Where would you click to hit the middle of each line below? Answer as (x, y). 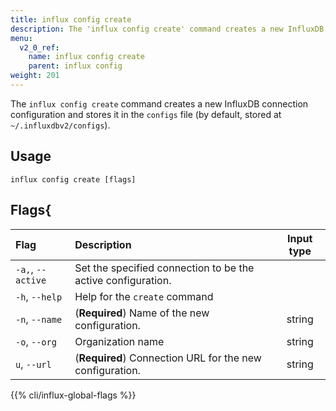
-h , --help (39, 296)
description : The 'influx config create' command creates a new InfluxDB (167, 29)
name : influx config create (86, 57)
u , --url (33, 364)
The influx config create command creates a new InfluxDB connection (159, 103)
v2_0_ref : (39, 47)
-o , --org (36, 341)
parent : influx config (75, 66)
